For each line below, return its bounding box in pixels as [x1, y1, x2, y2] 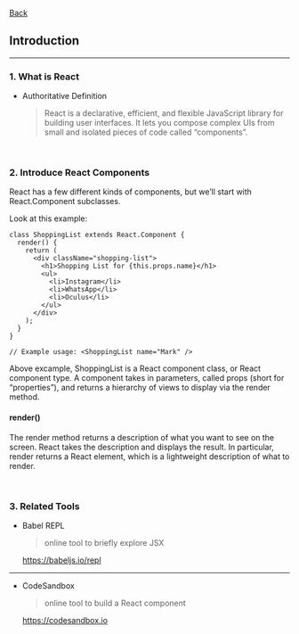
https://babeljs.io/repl [21, 555, 101, 565]
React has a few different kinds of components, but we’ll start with [9, 186, 252, 197]
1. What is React [9, 70, 80, 83]
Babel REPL [21, 520, 65, 531]
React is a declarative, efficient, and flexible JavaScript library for [44, 108, 284, 119]
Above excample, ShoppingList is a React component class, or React [9, 363, 261, 374]
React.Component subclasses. [9, 196, 121, 207]
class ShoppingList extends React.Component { [9, 231, 185, 240]
